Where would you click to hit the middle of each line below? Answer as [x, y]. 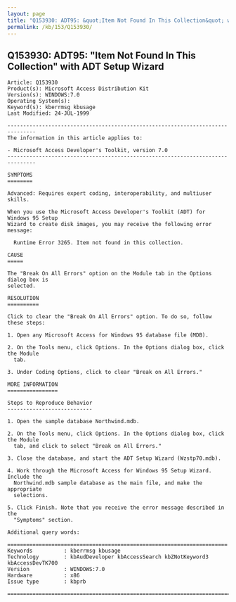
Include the [25, 477]
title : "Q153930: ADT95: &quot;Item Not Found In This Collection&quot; [116, 20]
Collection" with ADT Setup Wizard [86, 67]
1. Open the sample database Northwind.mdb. [73, 422]
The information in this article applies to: [75, 138]
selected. [22, 286]
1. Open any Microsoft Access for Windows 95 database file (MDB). [108, 335]
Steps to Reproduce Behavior [50, 403]
